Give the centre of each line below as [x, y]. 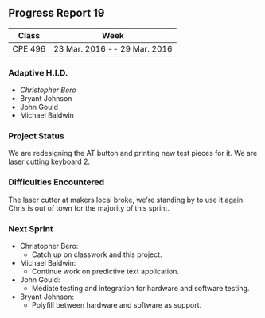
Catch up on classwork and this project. [97, 254]
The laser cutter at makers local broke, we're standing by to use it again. [127, 200]
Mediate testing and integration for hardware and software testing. [140, 288]
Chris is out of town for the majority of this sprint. [89, 208]
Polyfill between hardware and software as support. [117, 305]
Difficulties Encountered [57, 182]
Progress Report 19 [57, 13]
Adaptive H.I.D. [38, 72]
